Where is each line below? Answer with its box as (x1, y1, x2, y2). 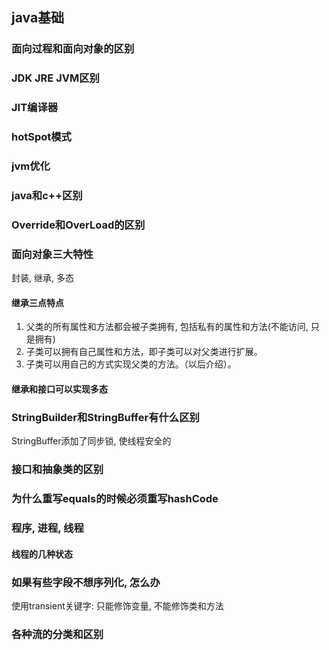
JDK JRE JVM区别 (11, 71, 100, 85)
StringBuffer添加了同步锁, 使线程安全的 (11, 435, 172, 447)
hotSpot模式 (11, 130, 72, 144)
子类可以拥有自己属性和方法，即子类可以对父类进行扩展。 (25, 346, 263, 358)
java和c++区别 (11, 188, 83, 202)
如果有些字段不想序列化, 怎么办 (11, 575, 161, 589)
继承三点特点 (11, 296, 64, 308)
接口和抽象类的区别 (11, 463, 104, 477)
